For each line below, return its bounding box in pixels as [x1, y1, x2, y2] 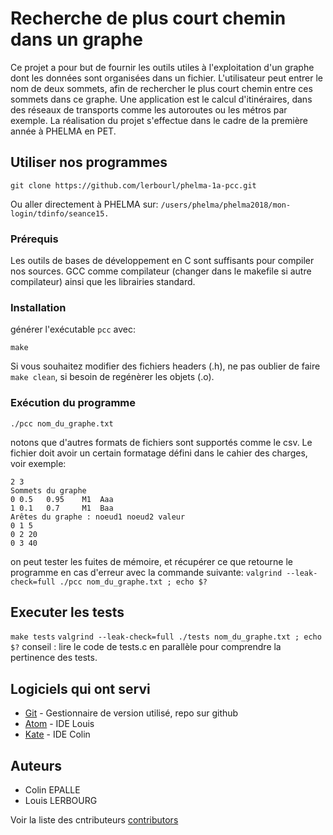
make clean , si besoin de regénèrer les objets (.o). [10, 371, 215, 383]
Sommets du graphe [10, 485, 87, 496]
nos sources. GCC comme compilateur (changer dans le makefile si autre [10, 265, 312, 277]
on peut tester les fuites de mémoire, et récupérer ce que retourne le [10, 555, 293, 567]
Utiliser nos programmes [10, 154, 168, 171]
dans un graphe [10, 28, 143, 51]
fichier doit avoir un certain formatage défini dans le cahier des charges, [10, 447, 308, 459]
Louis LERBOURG [24, 795, 98, 807]
